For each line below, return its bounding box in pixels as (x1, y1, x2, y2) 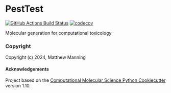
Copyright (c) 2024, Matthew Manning (5, 54, 86, 60)
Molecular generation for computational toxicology (5, 30, 112, 36)
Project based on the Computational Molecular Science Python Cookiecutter (5, 77, 166, 83)
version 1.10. (5, 83, 31, 89)
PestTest (5, 3, 43, 15)
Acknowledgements (5, 66, 50, 72)
